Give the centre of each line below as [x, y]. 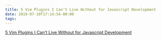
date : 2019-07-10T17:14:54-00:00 [40, 14]
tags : [11, 19]
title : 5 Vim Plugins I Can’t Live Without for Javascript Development [80, 10]
